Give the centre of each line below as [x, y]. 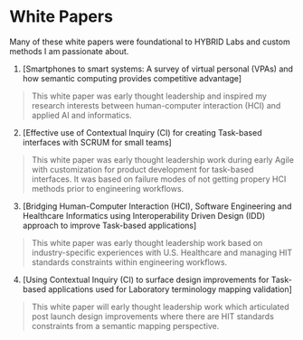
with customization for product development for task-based [142, 169]
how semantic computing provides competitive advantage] [132, 78]
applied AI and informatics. [82, 115]
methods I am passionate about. [69, 51]
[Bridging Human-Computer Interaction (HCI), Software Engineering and [157, 206]
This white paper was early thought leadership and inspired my [149, 96]
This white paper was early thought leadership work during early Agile [162, 159]
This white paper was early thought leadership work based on [147, 242]
